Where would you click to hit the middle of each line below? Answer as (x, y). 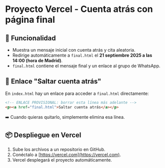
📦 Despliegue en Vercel (43, 135)
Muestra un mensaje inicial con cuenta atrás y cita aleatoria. (74, 50)
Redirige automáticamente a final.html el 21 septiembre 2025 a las (82, 55)
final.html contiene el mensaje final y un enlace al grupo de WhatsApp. (86, 66)
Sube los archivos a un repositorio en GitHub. (59, 150)
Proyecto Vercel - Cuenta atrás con (79, 9)
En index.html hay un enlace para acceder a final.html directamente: (77, 93)
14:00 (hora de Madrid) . (38, 60)
